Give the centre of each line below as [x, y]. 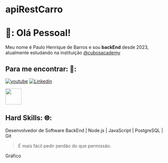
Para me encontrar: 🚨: [41, 69]
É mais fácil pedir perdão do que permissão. [64, 146]
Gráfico [13, 156]
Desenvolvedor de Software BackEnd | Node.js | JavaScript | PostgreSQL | [84, 130]
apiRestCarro [34, 10]
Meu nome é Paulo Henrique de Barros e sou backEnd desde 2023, [77, 47]
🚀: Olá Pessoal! [38, 33]
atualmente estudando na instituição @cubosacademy [63, 53]
